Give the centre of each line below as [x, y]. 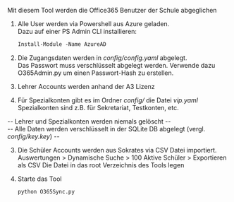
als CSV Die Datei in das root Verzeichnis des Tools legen [101, 165]
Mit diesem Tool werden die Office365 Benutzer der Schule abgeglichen [112, 10]
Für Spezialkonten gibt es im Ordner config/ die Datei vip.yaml [108, 100]
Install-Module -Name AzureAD [62, 44]
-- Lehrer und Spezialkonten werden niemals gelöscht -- [89, 121]
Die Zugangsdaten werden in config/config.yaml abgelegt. [102, 58]
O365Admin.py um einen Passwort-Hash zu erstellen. [96, 73]
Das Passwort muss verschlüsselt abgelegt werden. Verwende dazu [116, 65]
